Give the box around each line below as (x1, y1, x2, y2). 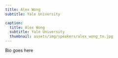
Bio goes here (5, 47, 33, 53)
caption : (5, 20, 23, 25)
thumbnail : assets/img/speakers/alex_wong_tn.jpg (9, 34, 113, 39)
